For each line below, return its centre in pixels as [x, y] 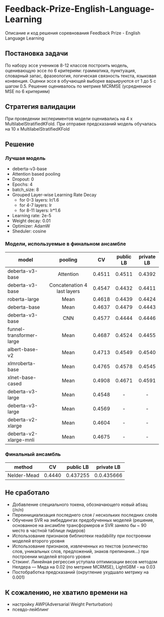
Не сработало [27, 493]
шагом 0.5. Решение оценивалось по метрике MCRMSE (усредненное [78, 86]
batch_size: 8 [25, 190]
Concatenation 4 [68, 285]
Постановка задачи [37, 54]
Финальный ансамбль [33, 455]
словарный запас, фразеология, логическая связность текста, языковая [81, 76]
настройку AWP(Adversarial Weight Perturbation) [62, 604]
